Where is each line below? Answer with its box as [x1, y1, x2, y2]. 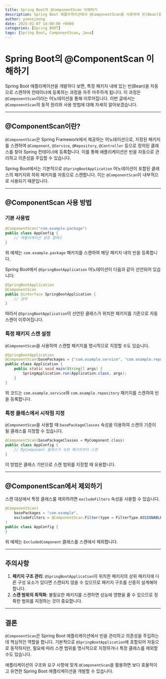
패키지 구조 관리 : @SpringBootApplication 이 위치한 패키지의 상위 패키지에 [12, 573, 155, 579]
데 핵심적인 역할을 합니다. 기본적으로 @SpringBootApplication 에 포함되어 [5, 639, 146, 645]
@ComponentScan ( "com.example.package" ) [5, 226, 87, 231]
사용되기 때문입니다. [10, 178, 49, 184]
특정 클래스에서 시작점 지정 [5, 409, 65, 416]
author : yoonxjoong [5, 16, 45, 21]
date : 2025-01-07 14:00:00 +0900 [5, 21, 74, 26]
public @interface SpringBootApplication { [5, 291, 96, 297]
